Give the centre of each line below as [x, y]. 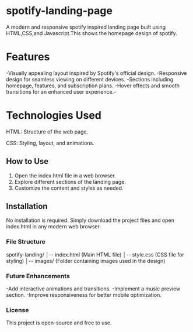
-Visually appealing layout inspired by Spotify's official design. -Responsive [96, 73]
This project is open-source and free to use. [59, 323]
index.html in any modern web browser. [53, 227]
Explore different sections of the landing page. [70, 182]
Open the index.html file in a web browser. [65, 175]
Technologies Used [54, 116]
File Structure [26, 242]
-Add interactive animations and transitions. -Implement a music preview [93, 289]
